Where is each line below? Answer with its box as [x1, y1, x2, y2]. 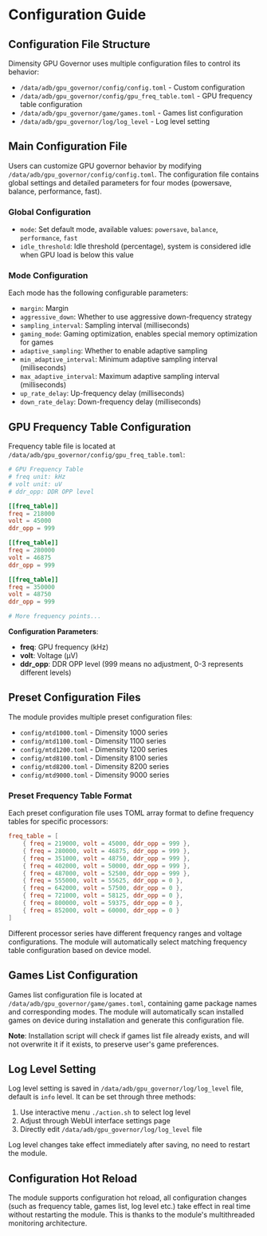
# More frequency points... [8, 612, 102, 620]
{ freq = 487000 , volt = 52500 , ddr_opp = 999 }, [22, 869, 191, 877]
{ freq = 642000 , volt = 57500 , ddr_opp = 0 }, [22, 884, 183, 892]
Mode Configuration [8, 270, 88, 281]
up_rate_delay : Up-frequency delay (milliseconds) [19, 389, 185, 398]
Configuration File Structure [8, 38, 151, 51]
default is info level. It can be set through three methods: [8, 1092, 197, 1102]
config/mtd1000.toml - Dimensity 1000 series [19, 728, 168, 737]
